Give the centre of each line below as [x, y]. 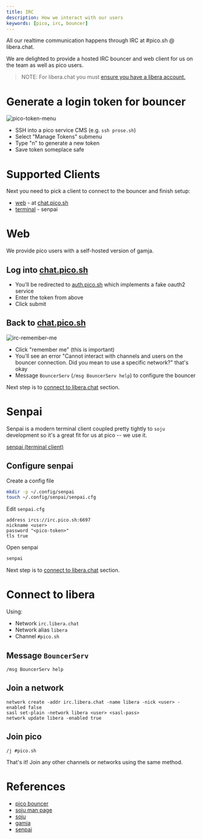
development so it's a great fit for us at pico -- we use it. [77, 435]
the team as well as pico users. [45, 65]
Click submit [31, 304]
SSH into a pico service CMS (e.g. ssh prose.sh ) [76, 130]
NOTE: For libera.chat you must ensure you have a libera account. [103, 77]
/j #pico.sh [21, 751]
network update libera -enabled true [54, 718]
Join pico [24, 737]
